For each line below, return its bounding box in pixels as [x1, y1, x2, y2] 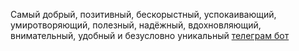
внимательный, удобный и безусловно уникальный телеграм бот [10, 30, 290, 41]
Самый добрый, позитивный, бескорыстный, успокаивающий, [10, 9, 277, 20]
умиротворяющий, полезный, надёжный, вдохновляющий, [10, 19, 262, 31]
